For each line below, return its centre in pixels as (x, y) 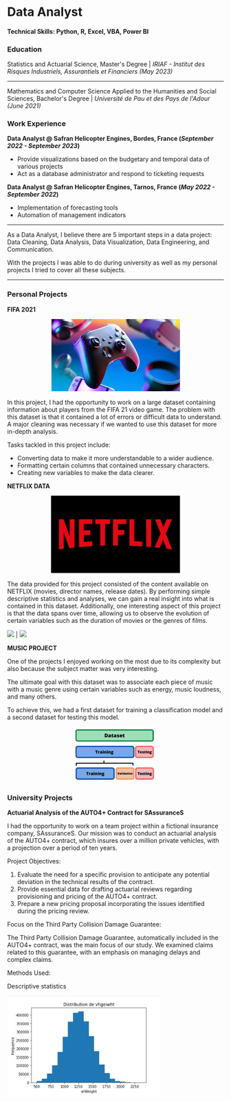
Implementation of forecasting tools (67, 208)
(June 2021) (24, 106)
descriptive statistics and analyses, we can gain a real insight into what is (111, 598)
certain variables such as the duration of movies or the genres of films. (108, 620)
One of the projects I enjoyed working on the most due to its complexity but (114, 661)
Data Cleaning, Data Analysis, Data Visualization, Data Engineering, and (108, 242)
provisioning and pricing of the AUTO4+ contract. (87, 896)
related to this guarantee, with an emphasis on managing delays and (104, 952)
